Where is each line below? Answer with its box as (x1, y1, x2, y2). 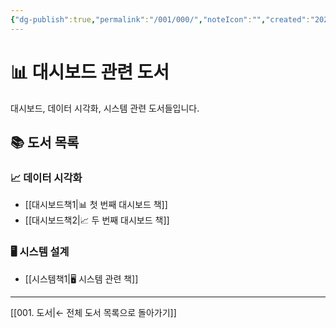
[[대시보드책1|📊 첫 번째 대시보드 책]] (24, 199, 168, 211)
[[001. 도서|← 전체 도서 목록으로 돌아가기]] (10, 306, 177, 318)
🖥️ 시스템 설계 (10, 245, 70, 259)
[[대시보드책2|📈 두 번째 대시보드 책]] (24, 214, 170, 226)
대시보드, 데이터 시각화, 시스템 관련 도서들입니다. (10, 102, 200, 114)
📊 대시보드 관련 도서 (10, 61, 170, 83)
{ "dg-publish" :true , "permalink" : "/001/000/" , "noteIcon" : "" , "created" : (10, 14, 311, 25)
